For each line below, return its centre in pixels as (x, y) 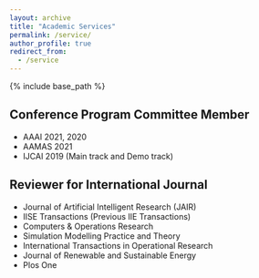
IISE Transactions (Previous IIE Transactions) (107, 216)
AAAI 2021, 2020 (55, 137)
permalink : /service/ (51, 35)
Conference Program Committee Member (129, 115)
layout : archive (40, 18)
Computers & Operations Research (88, 226)
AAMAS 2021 (47, 146)
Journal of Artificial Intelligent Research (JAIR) (109, 207)
